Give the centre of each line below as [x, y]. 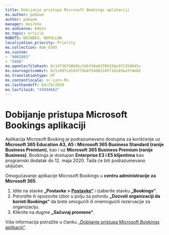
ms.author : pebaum [24, 15]
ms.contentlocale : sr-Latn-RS [37, 80]
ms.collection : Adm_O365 [31, 47]
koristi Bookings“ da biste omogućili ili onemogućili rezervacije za [81, 202]
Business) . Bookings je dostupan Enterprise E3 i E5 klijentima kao [75, 155]
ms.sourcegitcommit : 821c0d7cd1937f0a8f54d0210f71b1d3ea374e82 [73, 71]
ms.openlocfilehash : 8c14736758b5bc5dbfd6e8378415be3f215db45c [73, 66]
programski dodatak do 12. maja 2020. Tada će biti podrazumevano [75, 161]
